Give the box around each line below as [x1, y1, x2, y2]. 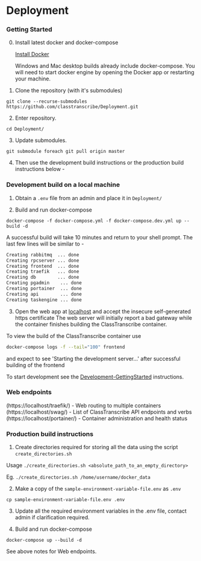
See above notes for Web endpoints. [6, 548, 97, 555]
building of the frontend [6, 361, 65, 369]
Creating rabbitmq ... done [6, 251, 79, 258]
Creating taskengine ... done [6, 297, 82, 303]
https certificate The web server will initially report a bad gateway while [14, 314, 193, 321]
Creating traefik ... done [6, 268, 79, 275]
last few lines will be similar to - [6, 240, 84, 247]
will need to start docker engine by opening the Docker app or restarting [14, 69, 194, 76]
